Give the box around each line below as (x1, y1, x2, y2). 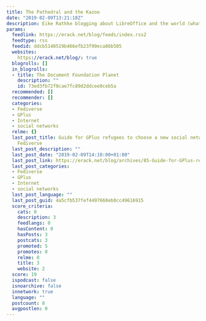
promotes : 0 (17, 249, 48, 255)
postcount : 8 (12, 300, 45, 306)
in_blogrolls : (12, 66, 48, 72)
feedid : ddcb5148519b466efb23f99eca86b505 (12, 44, 122, 50)
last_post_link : (12, 157, 53, 163)
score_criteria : (12, 203, 53, 209)
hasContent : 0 (17, 226, 53, 232)
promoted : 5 (17, 243, 48, 249)
